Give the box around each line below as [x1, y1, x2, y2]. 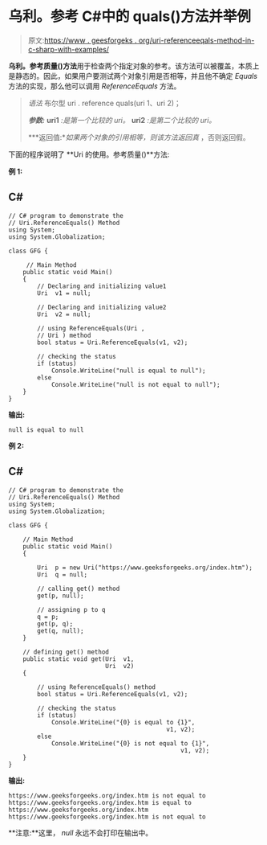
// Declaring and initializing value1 [37, 282, 167, 290]
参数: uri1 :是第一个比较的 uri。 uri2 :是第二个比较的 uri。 [27, 115, 216, 125]
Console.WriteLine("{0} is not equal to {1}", [51, 739, 210, 748]
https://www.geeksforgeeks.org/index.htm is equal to [8, 798, 192, 806]
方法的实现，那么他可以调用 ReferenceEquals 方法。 [8, 81, 181, 91]
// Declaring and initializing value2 [37, 303, 167, 311]
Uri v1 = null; [37, 289, 91, 297]
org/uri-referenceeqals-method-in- [138, 35, 255, 45]
